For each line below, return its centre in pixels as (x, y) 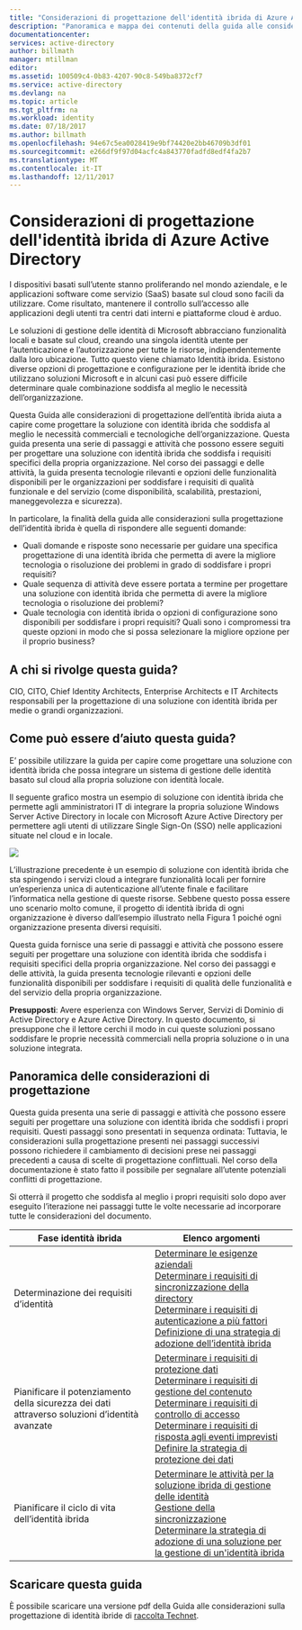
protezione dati (186, 1369)
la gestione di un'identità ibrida (219, 1553)
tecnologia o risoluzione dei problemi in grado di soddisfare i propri (147, 565)
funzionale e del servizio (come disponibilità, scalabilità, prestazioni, (136, 492)
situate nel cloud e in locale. (61, 835)
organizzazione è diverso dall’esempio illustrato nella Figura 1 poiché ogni (145, 917)
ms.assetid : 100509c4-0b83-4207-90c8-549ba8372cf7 (106, 77)
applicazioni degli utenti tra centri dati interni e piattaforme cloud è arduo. (145, 313)
